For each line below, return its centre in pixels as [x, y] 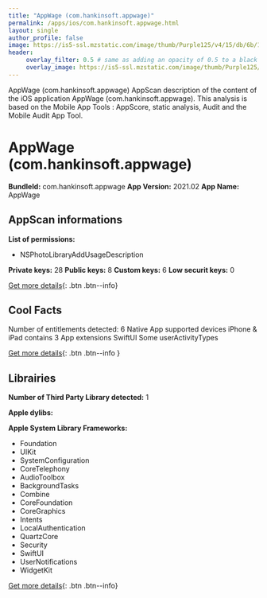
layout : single [33, 30]
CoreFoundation [46, 503]
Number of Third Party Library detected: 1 [79, 398]
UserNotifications [48, 562]
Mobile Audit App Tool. [46, 115]
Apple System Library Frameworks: [68, 428]
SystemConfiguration [54, 460]
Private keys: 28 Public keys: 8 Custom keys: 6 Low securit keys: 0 [121, 270]
